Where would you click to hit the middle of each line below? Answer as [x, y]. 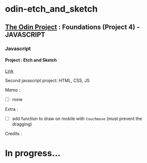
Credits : [14, 133]
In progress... [33, 153]
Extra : [12, 109]
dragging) [22, 124]
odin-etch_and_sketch [51, 9]
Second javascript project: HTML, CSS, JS [47, 80]
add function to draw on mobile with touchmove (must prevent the [77, 119]
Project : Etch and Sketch [31, 60]
